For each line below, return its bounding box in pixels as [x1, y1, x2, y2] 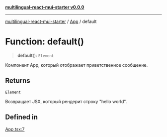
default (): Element [17, 52, 54, 58]
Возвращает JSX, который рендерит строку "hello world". [5, 98, 127, 104]
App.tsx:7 [5, 126, 25, 132]
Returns [5, 77, 31, 85]
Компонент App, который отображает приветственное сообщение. [5, 62, 148, 68]
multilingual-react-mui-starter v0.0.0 [5, 4, 84, 10]
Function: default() [5, 36, 84, 47]
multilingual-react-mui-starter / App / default [5, 18, 97, 24]
